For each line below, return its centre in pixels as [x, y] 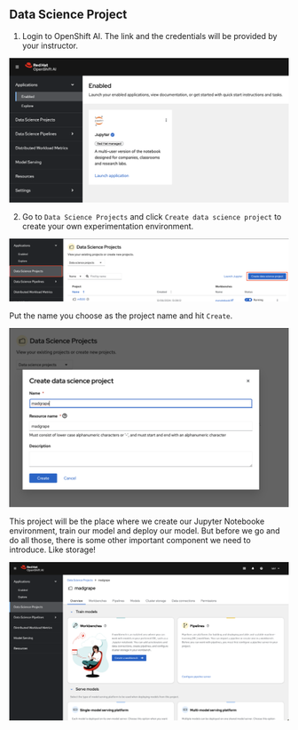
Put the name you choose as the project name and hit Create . [121, 316]
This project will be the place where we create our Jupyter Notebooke [137, 521]
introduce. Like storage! [52, 550]
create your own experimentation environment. [108, 227]
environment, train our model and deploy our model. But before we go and [145, 531]
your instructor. [50, 45]
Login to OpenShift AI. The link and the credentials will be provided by [149, 36]
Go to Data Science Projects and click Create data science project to [152, 217]
